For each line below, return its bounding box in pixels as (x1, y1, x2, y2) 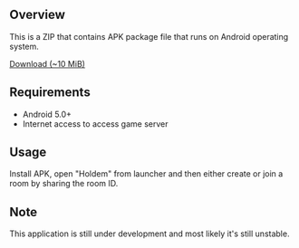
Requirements (9, 85, 91, 100)
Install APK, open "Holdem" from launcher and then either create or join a (9, 168, 284, 179)
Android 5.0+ (22, 109, 72, 119)
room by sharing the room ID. (9, 178, 119, 189)
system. (9, 41, 39, 52)
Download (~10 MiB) (9, 58, 86, 69)
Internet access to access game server (22, 118, 169, 129)
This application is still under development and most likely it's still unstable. (9, 228, 290, 239)
